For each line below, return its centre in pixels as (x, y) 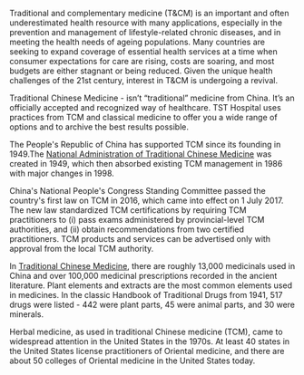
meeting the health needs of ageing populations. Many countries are (137, 42)
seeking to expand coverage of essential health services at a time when (144, 52)
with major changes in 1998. (62, 173)
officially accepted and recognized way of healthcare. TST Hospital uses (145, 107)
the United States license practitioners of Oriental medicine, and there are (147, 351)
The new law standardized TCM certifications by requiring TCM (128, 210)
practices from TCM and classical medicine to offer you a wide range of (144, 117)
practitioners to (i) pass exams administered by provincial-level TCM (137, 220)
